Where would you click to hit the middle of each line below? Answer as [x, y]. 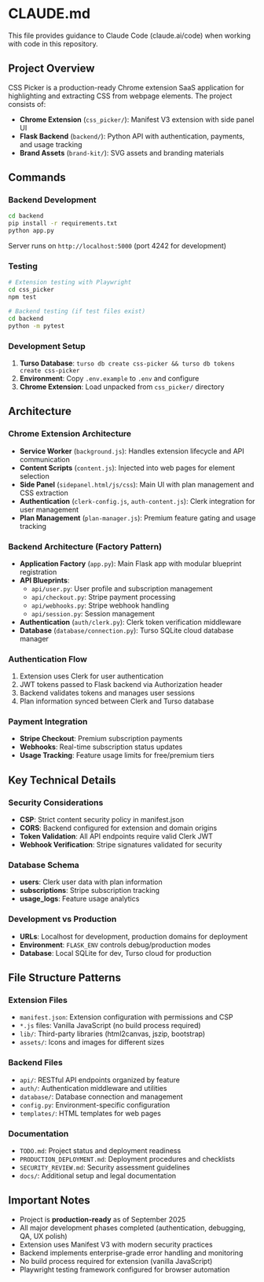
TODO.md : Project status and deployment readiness [100, 1151]
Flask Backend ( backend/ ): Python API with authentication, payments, [132, 136]
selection [34, 476]
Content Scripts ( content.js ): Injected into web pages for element [127, 468]
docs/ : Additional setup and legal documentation [98, 1176]
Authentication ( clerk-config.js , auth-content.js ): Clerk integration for [137, 501]
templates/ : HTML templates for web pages [90, 1113]
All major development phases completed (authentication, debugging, [132, 1228]
